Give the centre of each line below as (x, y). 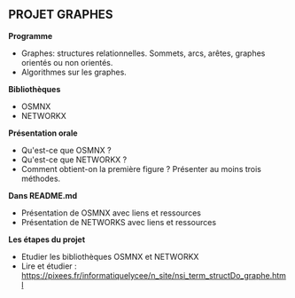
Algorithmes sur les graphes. (74, 72)
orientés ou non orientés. (67, 62)
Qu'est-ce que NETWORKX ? (74, 160)
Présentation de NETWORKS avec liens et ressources (119, 222)
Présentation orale (43, 133)
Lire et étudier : (49, 266)
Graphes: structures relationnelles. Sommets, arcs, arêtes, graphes (143, 53)
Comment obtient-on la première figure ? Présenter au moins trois (141, 169)
